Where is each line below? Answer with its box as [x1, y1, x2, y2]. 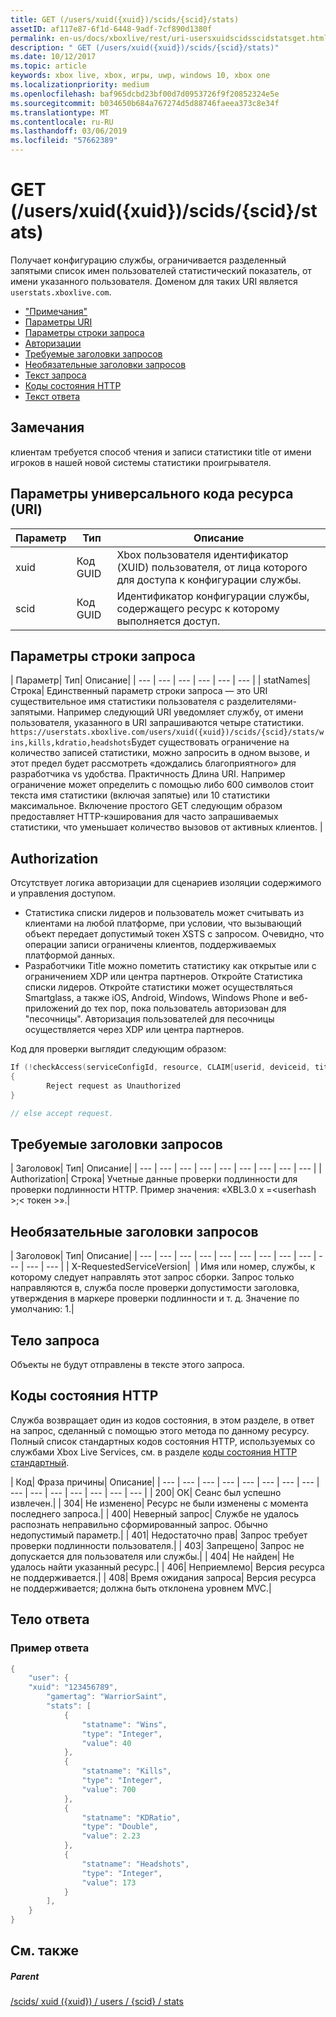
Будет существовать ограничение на [131, 736, 290, 748]
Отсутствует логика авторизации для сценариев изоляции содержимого [10, 877, 322, 889]
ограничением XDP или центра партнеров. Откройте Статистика [24, 971, 303, 983]
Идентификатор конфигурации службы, [116, 589, 310, 603]
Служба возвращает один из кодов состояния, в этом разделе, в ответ [10, 1414, 315, 1426]
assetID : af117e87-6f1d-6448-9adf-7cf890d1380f [10, 24, 213, 34]
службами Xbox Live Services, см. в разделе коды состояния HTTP [10, 1446, 298, 1458]
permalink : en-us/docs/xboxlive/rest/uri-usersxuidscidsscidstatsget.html [10, 33, 329, 43]
